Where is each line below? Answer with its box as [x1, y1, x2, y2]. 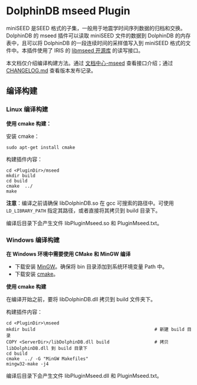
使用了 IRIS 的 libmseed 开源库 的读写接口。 [37, 46, 144, 54]
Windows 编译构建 [6, 236, 60, 244]
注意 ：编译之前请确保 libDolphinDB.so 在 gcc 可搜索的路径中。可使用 [6, 199, 175, 206]
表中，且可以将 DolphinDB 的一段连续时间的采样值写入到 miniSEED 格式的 [6, 39, 186, 46]
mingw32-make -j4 [6, 361, 49, 367]
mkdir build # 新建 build [6, 326, 185, 332]
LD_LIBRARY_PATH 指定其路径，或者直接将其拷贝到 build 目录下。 [6, 207, 161, 214]
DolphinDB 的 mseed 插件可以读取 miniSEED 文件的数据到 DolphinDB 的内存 [6, 31, 191, 39]
